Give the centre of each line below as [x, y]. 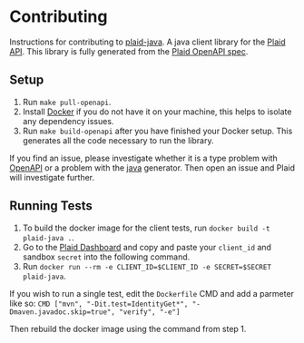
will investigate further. [52, 177]
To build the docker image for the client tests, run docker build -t [146, 228]
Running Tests [51, 206]
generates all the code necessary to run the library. [118, 140]
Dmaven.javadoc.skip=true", [63, 312]
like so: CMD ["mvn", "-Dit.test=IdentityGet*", [99, 303]
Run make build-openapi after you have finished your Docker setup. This [157, 131]
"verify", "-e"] [150, 312]
